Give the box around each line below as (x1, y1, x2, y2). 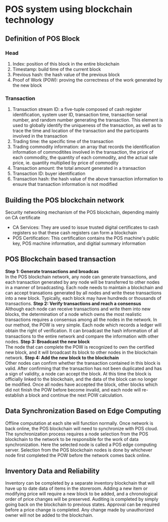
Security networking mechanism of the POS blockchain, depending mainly (5, 209, 159, 215)
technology (5, 14, 54, 26)
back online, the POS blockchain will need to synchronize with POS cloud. (5, 425, 158, 431)
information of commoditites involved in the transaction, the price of (12, 149, 154, 155)
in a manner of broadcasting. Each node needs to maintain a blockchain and (5, 284, 163, 290)
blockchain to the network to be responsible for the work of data (5, 436, 139, 442)
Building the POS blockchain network (5, 195, 124, 205)
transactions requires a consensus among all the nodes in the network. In (5, 316, 157, 322)
